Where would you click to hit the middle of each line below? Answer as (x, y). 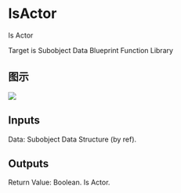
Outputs (29, 164)
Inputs (24, 121)
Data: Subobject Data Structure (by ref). (72, 139)
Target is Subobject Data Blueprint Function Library (91, 50)
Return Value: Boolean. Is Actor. (59, 182)
